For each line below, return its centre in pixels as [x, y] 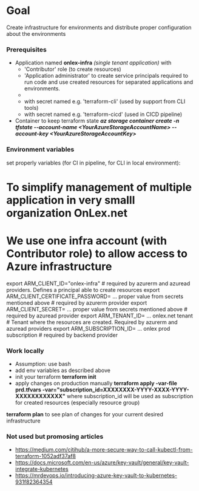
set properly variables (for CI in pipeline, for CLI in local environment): [93, 163]
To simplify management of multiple [99, 187]
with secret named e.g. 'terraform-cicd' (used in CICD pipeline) [103, 114]
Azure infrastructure [59, 266]
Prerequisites [26, 49]
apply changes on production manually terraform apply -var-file [96, 383]
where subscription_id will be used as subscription [130, 396]
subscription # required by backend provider [62, 335]
